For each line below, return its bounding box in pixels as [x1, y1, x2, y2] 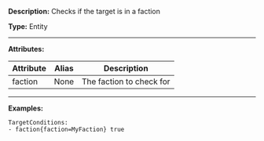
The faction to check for [81, 76, 170, 87]
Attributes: [8, 45, 45, 53]
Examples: [8, 103, 43, 113]
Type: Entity [8, 22, 49, 31]
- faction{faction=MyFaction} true [8, 125, 125, 133]
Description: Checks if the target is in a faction [8, 7, 161, 16]
